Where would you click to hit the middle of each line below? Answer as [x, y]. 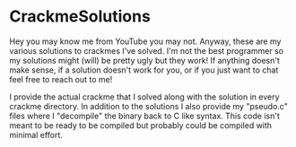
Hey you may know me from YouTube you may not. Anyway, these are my [145, 41]
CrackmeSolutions [80, 17]
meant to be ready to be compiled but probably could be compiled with [140, 125]
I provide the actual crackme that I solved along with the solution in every [144, 97]
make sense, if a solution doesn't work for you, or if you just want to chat [144, 70]
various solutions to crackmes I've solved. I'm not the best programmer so [147, 50]
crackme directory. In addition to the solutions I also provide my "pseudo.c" [149, 106]
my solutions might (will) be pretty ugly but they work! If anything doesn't [145, 60]
